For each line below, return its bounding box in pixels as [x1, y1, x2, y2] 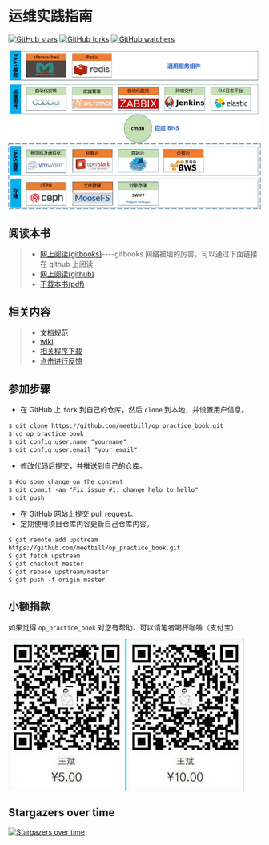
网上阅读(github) [39, 269, 94, 279]
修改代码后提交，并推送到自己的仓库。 [19, 461, 147, 471]
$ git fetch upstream [8, 552, 81, 561]
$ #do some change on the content [8, 478, 124, 486]
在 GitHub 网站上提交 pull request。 [19, 509, 138, 519]
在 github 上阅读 [39, 260, 94, 269]
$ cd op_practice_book [8, 430, 84, 438]
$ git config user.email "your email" [8, 446, 138, 454]
